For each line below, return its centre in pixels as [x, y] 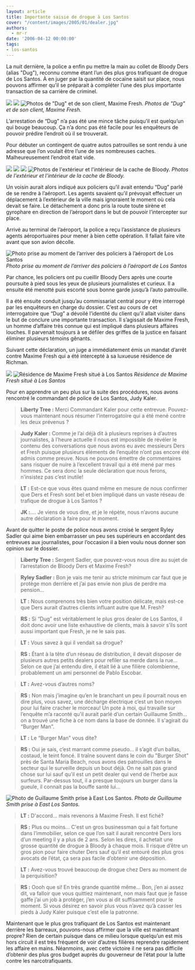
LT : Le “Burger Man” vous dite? [59, 738]
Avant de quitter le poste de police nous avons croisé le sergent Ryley [90, 530]
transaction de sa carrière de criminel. [52, 91]
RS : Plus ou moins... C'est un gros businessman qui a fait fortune [99, 827]
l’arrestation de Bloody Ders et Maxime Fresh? [76, 566]
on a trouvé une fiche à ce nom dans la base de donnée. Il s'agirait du [104, 720]
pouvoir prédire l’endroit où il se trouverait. [57, 133]
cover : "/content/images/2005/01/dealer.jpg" [62, 22]
